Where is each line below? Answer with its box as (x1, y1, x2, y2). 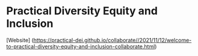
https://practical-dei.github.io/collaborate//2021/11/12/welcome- (33, 36, 192, 43)
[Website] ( (6, 36, 34, 43)
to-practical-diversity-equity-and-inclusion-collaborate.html (6, 43, 155, 50)
